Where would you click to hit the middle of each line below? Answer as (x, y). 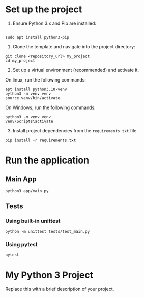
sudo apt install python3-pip (37, 37)
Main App (21, 179)
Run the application (47, 160)
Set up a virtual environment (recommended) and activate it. (76, 70)
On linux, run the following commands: (46, 79)
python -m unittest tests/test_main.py (48, 231)
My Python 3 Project (49, 275)
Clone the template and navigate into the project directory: (74, 46)
